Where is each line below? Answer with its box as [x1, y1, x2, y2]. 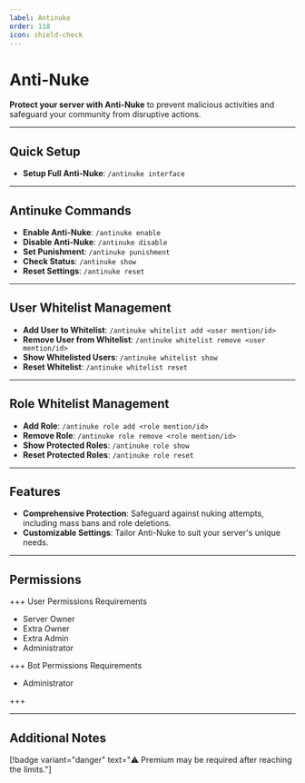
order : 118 [9, 22, 51, 31]
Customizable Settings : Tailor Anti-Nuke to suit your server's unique [22, 528, 281, 539]
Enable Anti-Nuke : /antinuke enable [22, 226, 162, 237]
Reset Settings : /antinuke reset [22, 265, 145, 276]
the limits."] [9, 764, 52, 775]
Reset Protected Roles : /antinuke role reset [22, 449, 194, 460]
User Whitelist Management [9, 301, 172, 316]
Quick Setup [9, 144, 81, 159]
